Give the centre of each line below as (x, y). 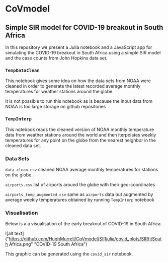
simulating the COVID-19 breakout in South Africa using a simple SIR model (83, 53)
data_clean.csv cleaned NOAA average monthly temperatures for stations (82, 169)
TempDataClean (22, 70)
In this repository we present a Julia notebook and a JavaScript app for (79, 47)
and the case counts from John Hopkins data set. (56, 58)
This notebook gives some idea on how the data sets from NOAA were (78, 81)
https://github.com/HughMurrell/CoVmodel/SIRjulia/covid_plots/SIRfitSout (85, 239)
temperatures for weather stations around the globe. (60, 92)
